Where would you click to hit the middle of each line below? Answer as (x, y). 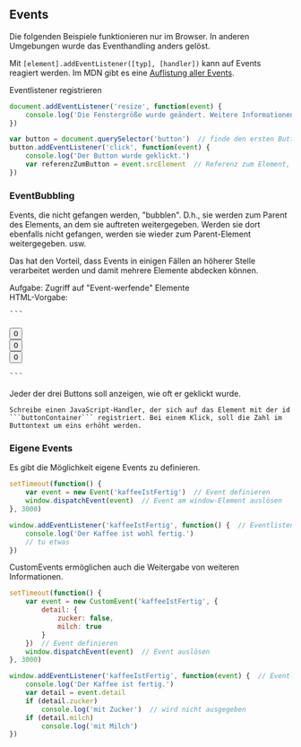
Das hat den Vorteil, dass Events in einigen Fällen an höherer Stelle (133, 261)
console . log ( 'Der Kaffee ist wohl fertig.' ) (110, 533)
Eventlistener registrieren (56, 90)
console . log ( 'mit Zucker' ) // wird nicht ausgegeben (144, 709)
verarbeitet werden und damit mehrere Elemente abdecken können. (134, 270)
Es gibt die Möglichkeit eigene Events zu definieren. (105, 468)
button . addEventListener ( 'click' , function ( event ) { (110, 148)
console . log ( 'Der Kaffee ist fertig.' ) (100, 684)
